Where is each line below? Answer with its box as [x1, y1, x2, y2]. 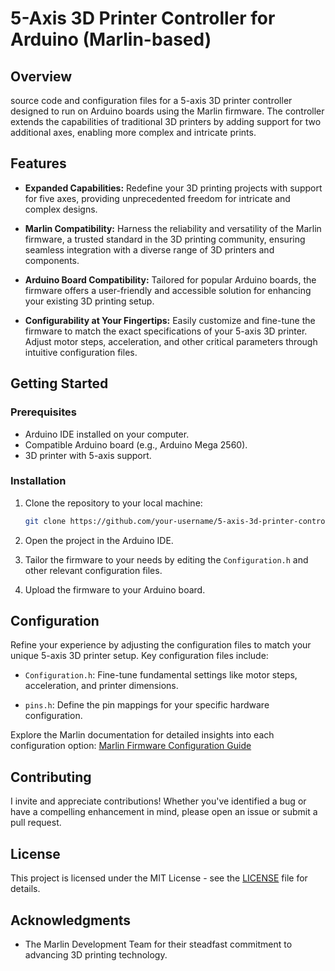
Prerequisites [10, 405, 77, 419]
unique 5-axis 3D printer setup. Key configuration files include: [10, 650, 269, 662]
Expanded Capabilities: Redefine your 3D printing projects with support [24, 182, 323, 194]
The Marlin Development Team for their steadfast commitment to [24, 938, 293, 950]
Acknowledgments [10, 912, 132, 929]
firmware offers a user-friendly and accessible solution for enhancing [24, 284, 312, 296]
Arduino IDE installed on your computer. [24, 428, 190, 440]
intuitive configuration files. [24, 346, 138, 358]
